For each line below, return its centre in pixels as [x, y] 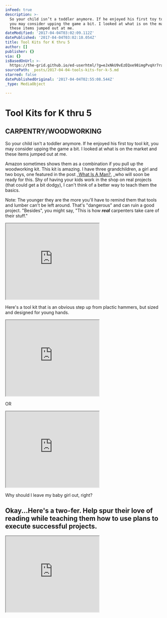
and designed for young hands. [37, 312]
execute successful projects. [51, 526]
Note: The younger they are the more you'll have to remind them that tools [81, 200]
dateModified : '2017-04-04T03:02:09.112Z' [50, 33]
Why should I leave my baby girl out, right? [49, 495]
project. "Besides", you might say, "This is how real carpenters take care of [82, 210]
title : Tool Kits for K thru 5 [38, 42]
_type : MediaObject [25, 84]
